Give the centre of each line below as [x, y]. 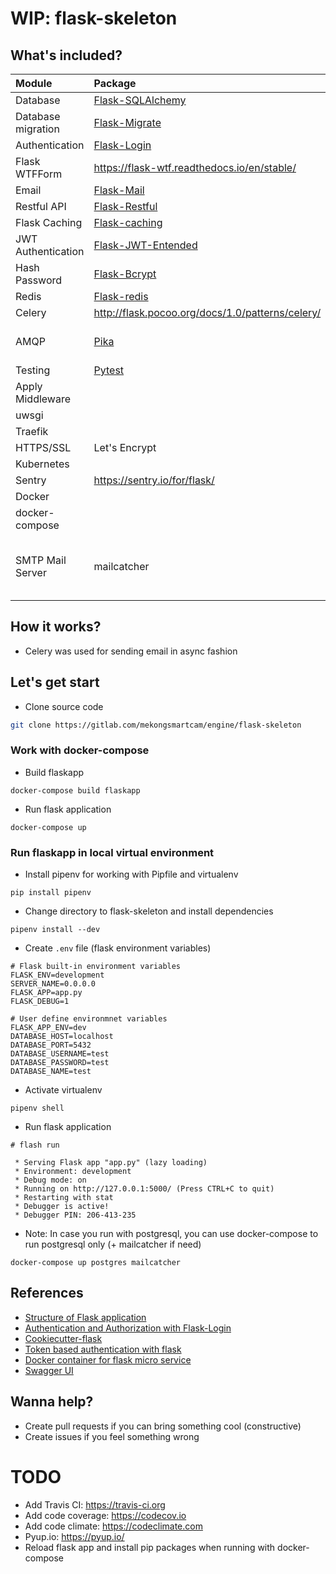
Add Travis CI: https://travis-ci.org [95, 1504]
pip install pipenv [51, 893]
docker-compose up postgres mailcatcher [96, 1263]
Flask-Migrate [127, 122]
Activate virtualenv [63, 1090]
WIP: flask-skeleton [94, 18]
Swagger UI [49, 1370]
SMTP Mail [41, 560]
